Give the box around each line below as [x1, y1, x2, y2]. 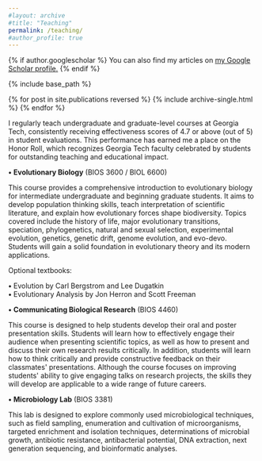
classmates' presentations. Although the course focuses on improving [8, 363, 237, 372]
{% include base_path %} [8, 79, 92, 89]
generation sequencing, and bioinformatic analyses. [8, 444, 178, 453]
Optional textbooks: [8, 266, 73, 275]
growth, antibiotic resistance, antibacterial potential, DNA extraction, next [8, 436, 247, 445]
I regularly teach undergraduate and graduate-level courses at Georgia [8, 118, 239, 128]
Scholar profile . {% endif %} [8, 64, 101, 74]
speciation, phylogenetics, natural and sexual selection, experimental [8, 225, 234, 235]
